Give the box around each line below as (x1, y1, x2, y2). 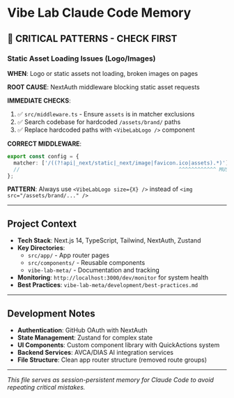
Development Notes (7, 307, 95, 319)
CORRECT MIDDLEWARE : (7, 139, 82, 148)
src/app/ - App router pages (27, 251, 110, 259)
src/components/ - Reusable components (27, 259, 146, 267)
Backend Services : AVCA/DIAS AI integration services (17, 349, 174, 356)
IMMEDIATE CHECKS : (7, 96, 71, 105)
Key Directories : (17, 244, 65, 252)
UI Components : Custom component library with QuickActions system (17, 341, 220, 349)
